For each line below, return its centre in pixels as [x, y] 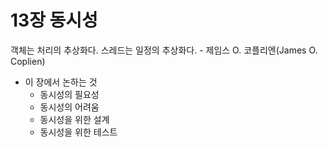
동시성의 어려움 [69, 107]
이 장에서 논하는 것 [61, 82]
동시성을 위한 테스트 [78, 132]
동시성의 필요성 [69, 94]
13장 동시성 [54, 20]
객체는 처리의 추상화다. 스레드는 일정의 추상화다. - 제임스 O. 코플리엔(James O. [164, 50]
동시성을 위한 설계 [74, 119]
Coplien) [28, 61]
